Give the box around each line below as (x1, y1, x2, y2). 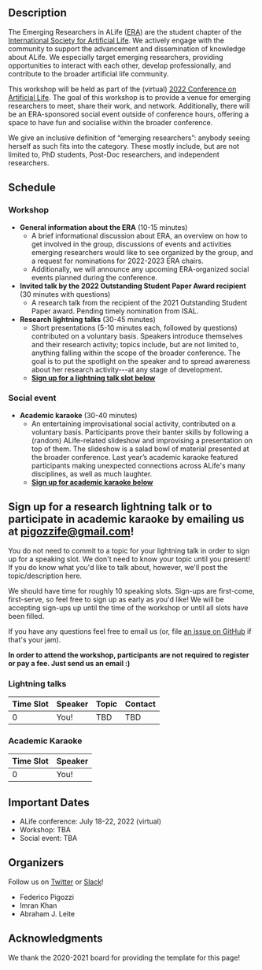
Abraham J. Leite (19, 909, 76, 918)
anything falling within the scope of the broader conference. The (31, 348, 242, 357)
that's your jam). (8, 635, 61, 644)
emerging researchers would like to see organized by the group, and (31, 247, 253, 257)
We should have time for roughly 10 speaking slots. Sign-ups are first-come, (8, 586, 255, 595)
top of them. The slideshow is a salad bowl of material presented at (31, 444, 249, 454)
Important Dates (8, 795, 90, 809)
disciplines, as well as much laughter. (31, 468, 153, 479)
